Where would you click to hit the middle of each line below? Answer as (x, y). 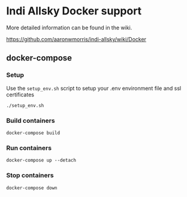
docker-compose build (33, 133)
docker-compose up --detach (41, 160)
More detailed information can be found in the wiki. (69, 28)
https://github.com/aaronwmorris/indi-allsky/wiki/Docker (76, 39)
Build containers (31, 120)
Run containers (29, 148)
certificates (20, 95)
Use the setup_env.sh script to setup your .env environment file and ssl (94, 88)
